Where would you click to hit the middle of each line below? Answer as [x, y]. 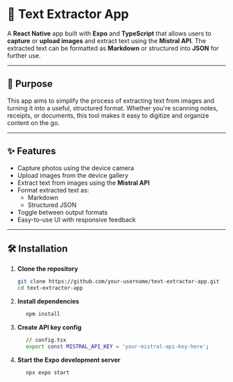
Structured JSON [52, 205]
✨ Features [32, 151]
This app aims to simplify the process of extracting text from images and [111, 101]
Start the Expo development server [69, 360]
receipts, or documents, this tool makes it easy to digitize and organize [108, 115]
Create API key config [49, 327]
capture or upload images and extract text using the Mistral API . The [107, 40]
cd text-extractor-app [50, 288]
